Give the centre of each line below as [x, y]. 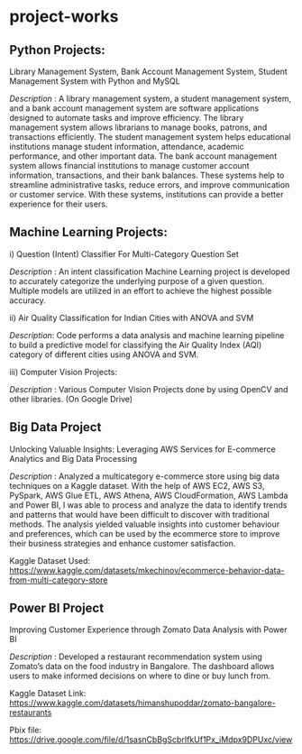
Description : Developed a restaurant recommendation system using [136, 657]
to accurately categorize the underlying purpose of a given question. [137, 280]
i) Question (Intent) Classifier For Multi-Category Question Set [124, 253]
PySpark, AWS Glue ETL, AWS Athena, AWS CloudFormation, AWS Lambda [149, 495]
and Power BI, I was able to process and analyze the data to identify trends [148, 505]
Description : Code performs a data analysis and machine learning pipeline [147, 335]
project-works [64, 17]
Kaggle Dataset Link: [48, 694]
